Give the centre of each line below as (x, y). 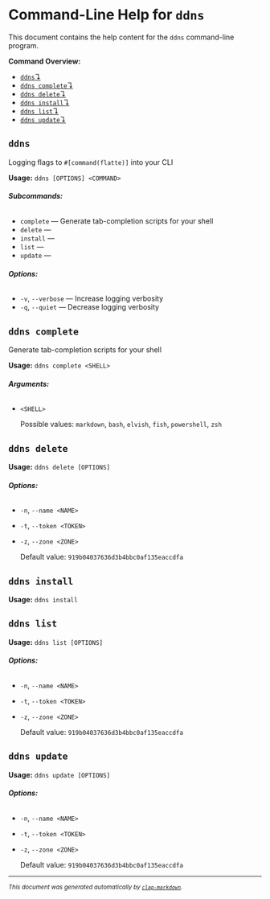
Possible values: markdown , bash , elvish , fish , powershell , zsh (121, 425)
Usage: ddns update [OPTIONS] (59, 774)
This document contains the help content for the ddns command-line (121, 37)
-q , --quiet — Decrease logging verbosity (89, 307)
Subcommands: (35, 196)
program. (24, 45)
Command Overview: (45, 61)
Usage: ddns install (43, 599)
